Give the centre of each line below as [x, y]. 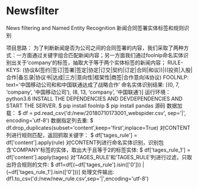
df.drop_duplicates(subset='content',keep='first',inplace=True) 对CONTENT [98, 127]
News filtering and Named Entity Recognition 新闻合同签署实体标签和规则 [95, 28]
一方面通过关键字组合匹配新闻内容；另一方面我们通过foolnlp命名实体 [100, 55]
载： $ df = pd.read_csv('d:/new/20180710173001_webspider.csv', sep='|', [96, 113]
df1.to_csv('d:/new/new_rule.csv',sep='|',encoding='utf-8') [77, 179]
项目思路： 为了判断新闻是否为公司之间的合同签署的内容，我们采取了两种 [95, 48]
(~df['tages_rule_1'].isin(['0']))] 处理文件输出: [60, 171]
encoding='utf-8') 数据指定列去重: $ [50, 120]
